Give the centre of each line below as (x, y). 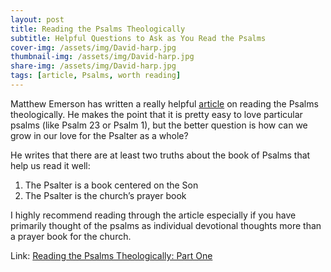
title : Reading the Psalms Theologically (98, 29)
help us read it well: (50, 165)
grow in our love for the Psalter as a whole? (99, 135)
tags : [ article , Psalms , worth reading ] (96, 76)
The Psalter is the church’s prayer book (105, 195)
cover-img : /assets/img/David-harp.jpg (93, 47)
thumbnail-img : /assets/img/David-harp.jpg (102, 57)
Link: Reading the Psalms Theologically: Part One (111, 255)
